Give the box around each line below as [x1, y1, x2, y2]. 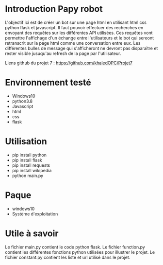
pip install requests [12, 162, 50, 168]
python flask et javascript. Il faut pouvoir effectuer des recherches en [5, 24, 144, 30]
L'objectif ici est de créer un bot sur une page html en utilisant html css [5, 19, 147, 25]
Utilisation [5, 136, 47, 147]
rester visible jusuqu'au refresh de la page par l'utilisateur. [5, 50, 121, 56]
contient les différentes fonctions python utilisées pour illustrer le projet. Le [5, 249, 155, 255]
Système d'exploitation [12, 211, 58, 217]
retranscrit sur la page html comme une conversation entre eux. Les [5, 40, 141, 46]
